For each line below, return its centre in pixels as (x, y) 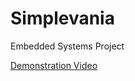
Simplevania (62, 18)
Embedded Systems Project (67, 46)
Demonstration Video (54, 65)
